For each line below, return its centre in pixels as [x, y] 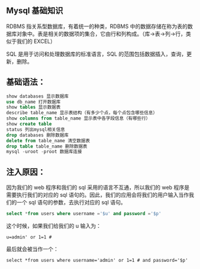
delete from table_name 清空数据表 [48, 140]
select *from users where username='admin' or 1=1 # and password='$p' [97, 260]
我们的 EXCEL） [36, 41]
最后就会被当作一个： [32, 249]
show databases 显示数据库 [37, 96]
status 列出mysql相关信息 [36, 129]
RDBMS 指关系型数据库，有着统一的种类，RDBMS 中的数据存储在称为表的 [97, 26]
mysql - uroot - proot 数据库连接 [44, 152]
